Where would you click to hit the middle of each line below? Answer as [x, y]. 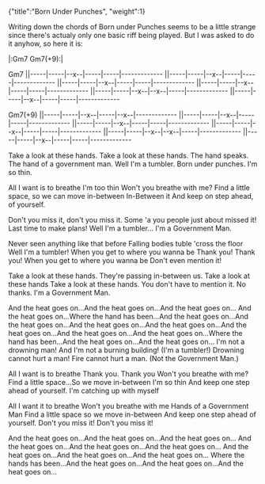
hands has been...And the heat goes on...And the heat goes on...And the [126, 463]
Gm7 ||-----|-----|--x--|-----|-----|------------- [86, 74]
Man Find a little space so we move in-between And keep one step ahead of [132, 414]
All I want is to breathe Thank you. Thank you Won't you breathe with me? [129, 374]
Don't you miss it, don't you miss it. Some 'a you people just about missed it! [132, 220]
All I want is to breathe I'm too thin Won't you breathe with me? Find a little [129, 188]
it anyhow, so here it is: [45, 44]
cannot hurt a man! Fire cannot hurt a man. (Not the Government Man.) [123, 358]
